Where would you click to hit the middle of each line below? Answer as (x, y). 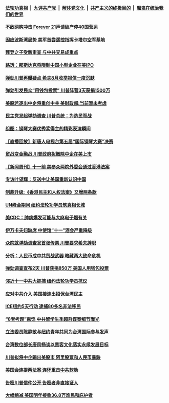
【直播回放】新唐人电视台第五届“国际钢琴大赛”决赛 (59, 141)
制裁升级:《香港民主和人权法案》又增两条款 (51, 192)
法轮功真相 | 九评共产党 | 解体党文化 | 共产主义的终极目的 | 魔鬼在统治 (82, 8)
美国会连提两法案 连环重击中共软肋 (42, 370)
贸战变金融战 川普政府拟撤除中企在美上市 (49, 154)
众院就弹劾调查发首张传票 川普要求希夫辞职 (51, 243)
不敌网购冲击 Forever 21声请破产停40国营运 (52, 27)
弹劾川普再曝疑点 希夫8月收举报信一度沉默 (50, 78)
